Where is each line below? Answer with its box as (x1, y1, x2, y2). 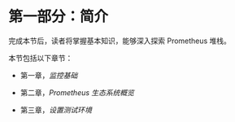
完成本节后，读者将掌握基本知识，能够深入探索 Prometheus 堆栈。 (8, 36, 232, 46)
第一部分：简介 (8, 7, 109, 26)
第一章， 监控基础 (20, 70, 78, 80)
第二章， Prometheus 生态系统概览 (20, 87, 135, 98)
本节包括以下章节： (8, 53, 73, 63)
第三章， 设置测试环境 (20, 105, 92, 115)
